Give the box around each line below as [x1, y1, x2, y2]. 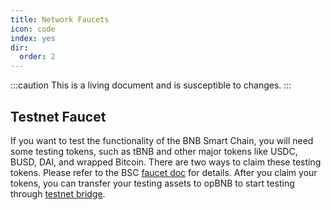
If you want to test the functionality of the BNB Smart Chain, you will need [10, 134, 314, 146]
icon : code [10, 24, 56, 34]
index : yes [10, 33, 56, 43]
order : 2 [19, 52, 56, 62]
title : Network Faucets [10, 14, 110, 25]
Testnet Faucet [10, 108, 107, 125]
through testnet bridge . [10, 187, 106, 200]
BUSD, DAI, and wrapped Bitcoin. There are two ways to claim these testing [10, 156, 322, 168]
